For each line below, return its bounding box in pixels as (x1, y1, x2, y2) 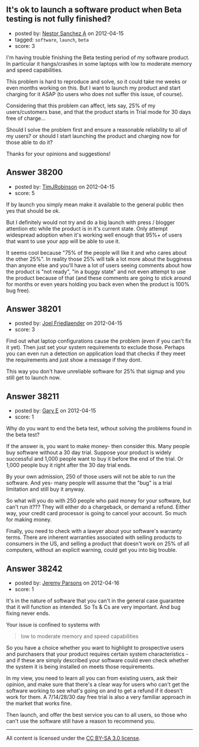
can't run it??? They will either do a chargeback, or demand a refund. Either (6, 503, 190, 510)
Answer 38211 (6, 391, 59, 401)
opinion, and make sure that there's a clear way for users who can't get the (6, 681, 190, 688)
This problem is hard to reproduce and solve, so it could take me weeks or (6, 78, 188, 85)
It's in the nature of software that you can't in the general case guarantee (6, 597, 185, 604)
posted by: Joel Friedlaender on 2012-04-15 (14, 320, 123, 327)
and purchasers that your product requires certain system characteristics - (6, 650, 188, 657)
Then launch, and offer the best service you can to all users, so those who (6, 711, 188, 719)
